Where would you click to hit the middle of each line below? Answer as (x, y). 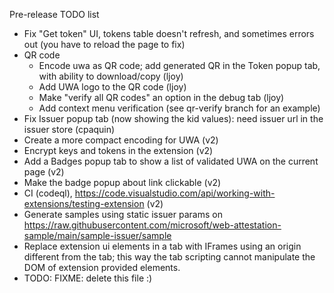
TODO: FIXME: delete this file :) (88, 278)
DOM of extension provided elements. (102, 267)
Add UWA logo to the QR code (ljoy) (112, 87)
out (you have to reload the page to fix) (104, 44)
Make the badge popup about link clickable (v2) (122, 182)
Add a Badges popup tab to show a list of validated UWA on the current (171, 161)
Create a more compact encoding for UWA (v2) (121, 140)
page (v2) (44, 172)
